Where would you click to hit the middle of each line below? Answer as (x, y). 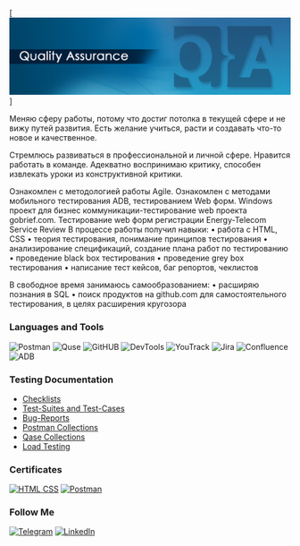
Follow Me (32, 512)
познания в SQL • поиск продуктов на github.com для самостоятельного (148, 294)
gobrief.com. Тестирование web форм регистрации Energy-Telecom (138, 220)
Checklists (42, 398)
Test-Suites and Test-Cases (73, 408)
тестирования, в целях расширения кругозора (98, 304)
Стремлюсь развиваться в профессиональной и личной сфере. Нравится (150, 155)
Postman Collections (60, 427)
